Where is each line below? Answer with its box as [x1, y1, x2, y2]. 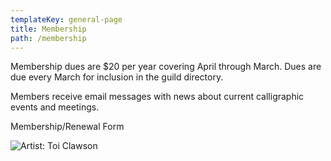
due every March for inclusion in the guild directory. [10, 71, 224, 83]
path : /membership [10, 33, 87, 43]
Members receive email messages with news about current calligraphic [10, 91, 305, 103]
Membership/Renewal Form [10, 121, 125, 133]
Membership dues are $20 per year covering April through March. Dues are [10, 61, 322, 73]
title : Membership [10, 24, 87, 34]
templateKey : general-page [10, 14, 123, 25]
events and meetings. [10, 101, 100, 113]
